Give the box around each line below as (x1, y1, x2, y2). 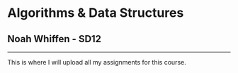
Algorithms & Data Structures (7, 5, 184, 21)
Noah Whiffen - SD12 (7, 33, 101, 45)
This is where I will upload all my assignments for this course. (7, 58, 186, 66)
